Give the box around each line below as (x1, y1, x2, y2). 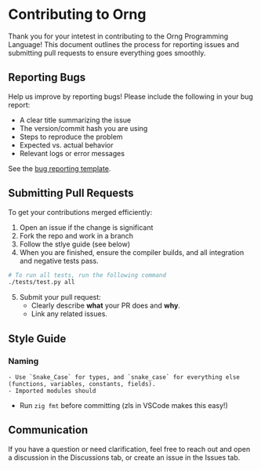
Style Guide (8, 332, 67, 345)
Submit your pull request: (19, 293, 102, 302)
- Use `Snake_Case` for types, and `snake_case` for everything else (8, 373, 241, 381)
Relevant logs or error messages (19, 148, 125, 158)
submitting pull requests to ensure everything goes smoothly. (8, 48, 206, 57)
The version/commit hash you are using (19, 123, 148, 133)
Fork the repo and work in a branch (19, 231, 134, 240)
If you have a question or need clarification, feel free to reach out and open (8, 444, 251, 454)
